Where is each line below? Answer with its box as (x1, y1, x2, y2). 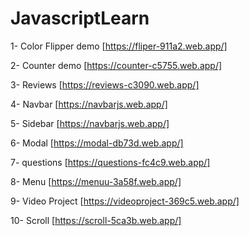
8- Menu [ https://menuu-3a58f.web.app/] (10, 175, 182, 187)
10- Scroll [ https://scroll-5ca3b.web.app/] (10, 214, 182, 226)
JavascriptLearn (10, 7, 150, 30)
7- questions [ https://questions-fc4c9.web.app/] (10, 156, 211, 168)
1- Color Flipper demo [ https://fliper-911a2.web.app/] (10, 40, 228, 52)
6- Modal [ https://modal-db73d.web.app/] (10, 137, 184, 149)
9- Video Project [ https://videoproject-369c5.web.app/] (10, 195, 240, 207)
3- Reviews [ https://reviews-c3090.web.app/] (10, 78, 200, 91)
